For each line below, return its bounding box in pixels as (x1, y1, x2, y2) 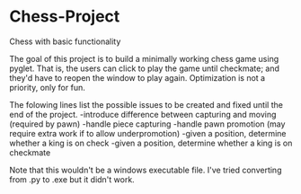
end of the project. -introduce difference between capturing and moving (9, 109, 277, 119)
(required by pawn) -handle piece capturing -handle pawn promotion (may (9, 119, 286, 129)
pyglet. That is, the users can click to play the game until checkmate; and (9, 63, 280, 74)
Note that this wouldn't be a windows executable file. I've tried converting (9, 164, 282, 175)
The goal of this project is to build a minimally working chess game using (9, 53, 279, 64)
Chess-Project (9, 6, 120, 27)
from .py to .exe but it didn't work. (9, 173, 135, 185)
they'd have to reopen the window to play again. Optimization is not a (9, 72, 266, 83)
